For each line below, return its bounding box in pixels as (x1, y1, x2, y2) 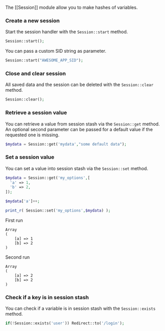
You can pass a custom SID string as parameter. (5, 48, 106, 54)
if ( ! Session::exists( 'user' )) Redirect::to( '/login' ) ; (5, 321, 125, 326)
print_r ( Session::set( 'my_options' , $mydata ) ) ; (5, 208, 111, 213)
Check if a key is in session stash (5, 294, 89, 301)
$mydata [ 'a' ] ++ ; (5, 199, 40, 204)
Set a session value (5, 154, 55, 161)
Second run (5, 254, 30, 260)
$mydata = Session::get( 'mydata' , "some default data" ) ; (5, 141, 127, 147)
